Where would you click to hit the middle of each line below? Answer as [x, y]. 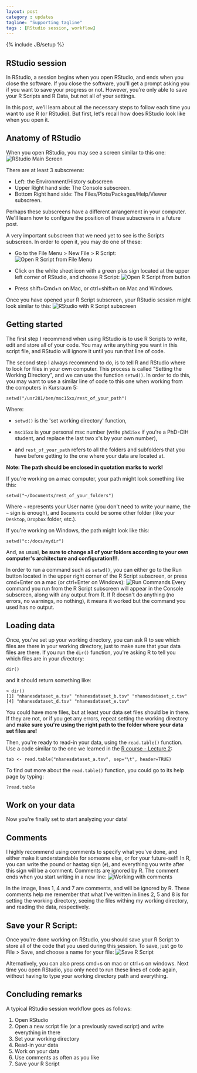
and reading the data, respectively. [48, 907]
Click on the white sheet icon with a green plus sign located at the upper [102, 270]
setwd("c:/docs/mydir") [35, 541]
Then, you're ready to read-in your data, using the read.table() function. [94, 742]
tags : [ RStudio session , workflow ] [51, 28]
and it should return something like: [49, 680]
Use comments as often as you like [57, 1057]
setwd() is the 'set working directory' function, [71, 420]
